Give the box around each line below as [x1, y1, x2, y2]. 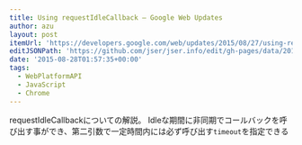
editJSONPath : [9, 47, 63, 56]
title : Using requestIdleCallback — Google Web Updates [9, 13, 223, 23]
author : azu [9, 22, 54, 31]
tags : [9, 64, 30, 73]
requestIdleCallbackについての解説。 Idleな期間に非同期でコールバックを [9, 114, 280, 125]
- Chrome [17, 88, 50, 97]
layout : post [9, 30, 58, 39]
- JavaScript [17, 80, 67, 89]
